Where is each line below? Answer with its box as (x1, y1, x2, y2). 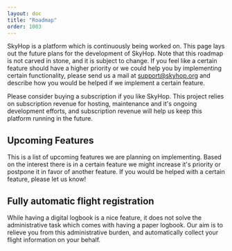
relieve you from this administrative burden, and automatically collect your (7, 228, 219, 236)
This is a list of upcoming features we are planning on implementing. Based (7, 153, 222, 162)
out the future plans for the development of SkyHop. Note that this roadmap (7, 49, 224, 58)
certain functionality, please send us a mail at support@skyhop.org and (7, 71, 211, 80)
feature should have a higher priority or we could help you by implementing (7, 64, 222, 73)
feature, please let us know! (7, 175, 87, 184)
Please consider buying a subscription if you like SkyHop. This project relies (7, 92, 224, 101)
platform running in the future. (7, 114, 93, 123)
